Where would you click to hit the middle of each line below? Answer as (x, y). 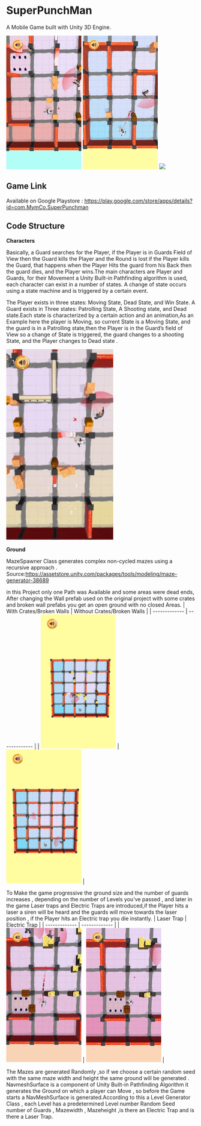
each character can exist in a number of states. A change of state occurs (96, 284)
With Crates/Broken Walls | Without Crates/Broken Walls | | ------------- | (97, 611)
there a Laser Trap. (30, 1116)
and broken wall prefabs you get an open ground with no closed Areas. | (95, 605)
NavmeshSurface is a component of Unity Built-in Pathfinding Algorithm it (97, 1084)
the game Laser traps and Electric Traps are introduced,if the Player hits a (97, 906)
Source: (16, 574)
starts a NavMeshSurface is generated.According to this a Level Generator (98, 1097)
